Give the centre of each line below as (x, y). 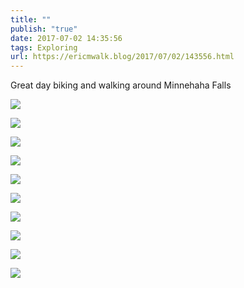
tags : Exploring (44, 47)
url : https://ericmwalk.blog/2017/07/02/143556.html (122, 57)
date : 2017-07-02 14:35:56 (66, 38)
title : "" (31, 19)
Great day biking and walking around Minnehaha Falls (121, 85)
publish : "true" (44, 29)
